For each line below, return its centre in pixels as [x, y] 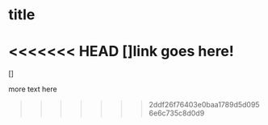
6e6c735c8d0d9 [177, 113]
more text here [33, 89]
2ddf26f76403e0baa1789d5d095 [204, 105]
